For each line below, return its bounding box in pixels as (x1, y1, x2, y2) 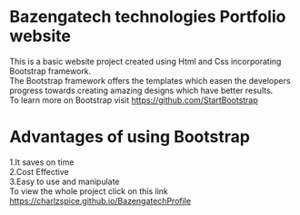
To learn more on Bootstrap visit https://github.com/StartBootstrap (9, 94, 259, 106)
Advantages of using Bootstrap (9, 127, 250, 148)
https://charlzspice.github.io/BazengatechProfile (9, 195, 192, 206)
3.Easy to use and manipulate (9, 176, 120, 187)
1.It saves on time (9, 157, 75, 168)
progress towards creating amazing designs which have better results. (9, 85, 274, 96)
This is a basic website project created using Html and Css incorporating (9, 56, 282, 67)
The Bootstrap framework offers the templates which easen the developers (9, 75, 291, 86)
